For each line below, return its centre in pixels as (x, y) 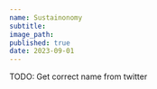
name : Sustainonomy (46, 18)
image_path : (32, 34)
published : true (40, 43)
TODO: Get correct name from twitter (78, 76)
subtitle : (28, 26)
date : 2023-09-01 (42, 51)
